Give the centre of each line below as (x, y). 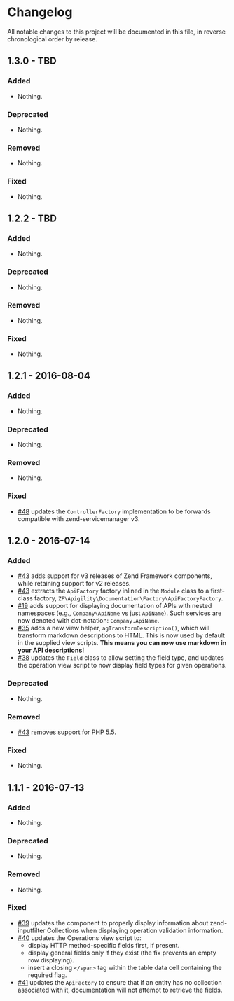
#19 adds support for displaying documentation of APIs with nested (115, 606)
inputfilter (31, 930)
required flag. (47, 975)
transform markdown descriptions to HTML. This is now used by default (121, 635)
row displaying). (51, 960)
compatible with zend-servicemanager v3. (78, 518)
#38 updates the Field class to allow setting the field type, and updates (121, 658)
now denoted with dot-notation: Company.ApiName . (88, 621)
